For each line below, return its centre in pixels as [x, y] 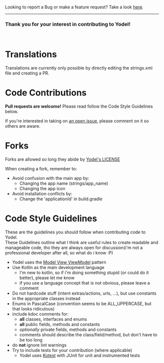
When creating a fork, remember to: [41, 169]
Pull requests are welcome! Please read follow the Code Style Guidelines [79, 106]
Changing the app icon [42, 189]
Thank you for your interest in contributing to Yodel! [68, 24]
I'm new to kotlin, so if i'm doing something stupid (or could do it [84, 273]
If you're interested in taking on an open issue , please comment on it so [77, 121]
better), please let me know [47, 278]
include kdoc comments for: [40, 314]
